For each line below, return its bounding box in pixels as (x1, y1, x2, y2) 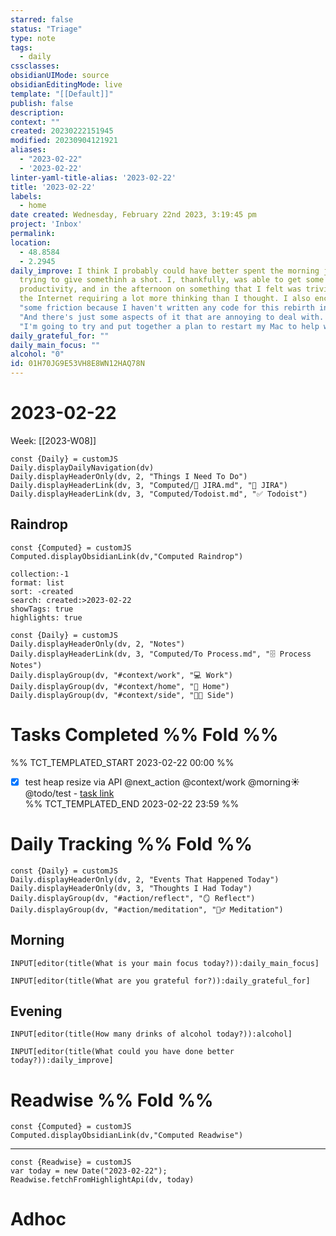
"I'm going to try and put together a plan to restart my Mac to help (19, 321, 320, 331)
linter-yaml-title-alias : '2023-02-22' (10, 172, 177, 183)
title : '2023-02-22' (10, 182, 97, 192)
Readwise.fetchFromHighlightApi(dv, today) (10, 1175, 195, 1185)
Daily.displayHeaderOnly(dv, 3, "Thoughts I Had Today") (10, 883, 253, 893)
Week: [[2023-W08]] (10, 434, 97, 446)
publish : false (10, 98, 74, 108)
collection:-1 (10, 569, 70, 579)
